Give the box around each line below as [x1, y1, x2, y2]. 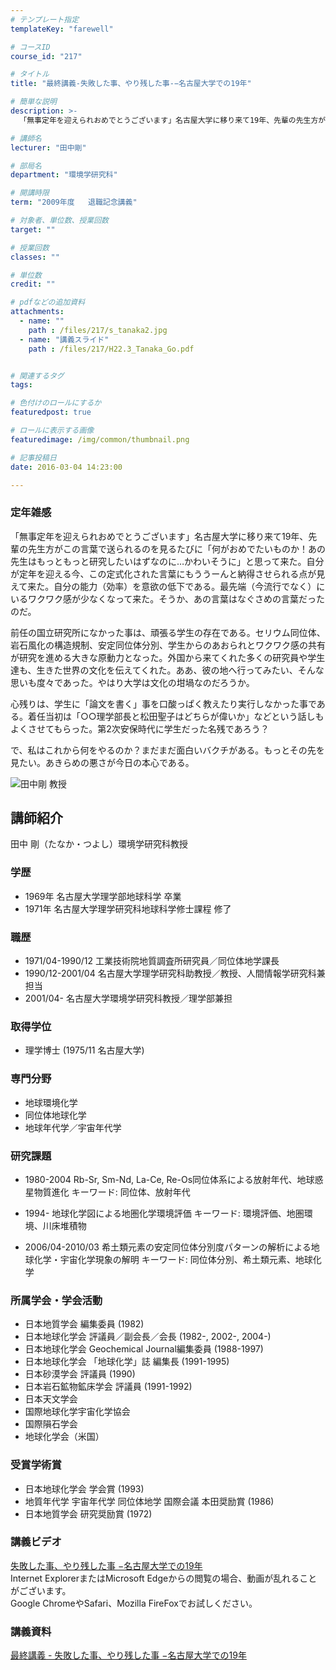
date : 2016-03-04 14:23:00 [10, 462, 123, 472]
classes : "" [10, 252, 60, 262]
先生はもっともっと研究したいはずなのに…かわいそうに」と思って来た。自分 [10, 555, 325, 567]
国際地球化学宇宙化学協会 [24, 1406, 131, 1418]
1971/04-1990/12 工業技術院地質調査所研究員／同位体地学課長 [24, 955, 280, 967]
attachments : [10, 307, 65, 317]
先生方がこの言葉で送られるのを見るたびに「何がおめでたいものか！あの [27, 542, 326, 555]
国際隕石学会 [24, 1418, 78, 1430]
